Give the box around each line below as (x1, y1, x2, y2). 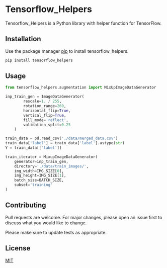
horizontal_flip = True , (23, 108, 71, 113)
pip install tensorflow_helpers (5, 58, 73, 63)
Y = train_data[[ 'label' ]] (5, 145, 62, 150)
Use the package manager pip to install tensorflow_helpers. (5, 48, 129, 54)
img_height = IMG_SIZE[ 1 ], (14, 173, 66, 178)
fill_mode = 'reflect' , (23, 117, 69, 123)
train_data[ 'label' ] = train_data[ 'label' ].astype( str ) (5, 141, 125, 146)
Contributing (5, 201, 46, 210)
